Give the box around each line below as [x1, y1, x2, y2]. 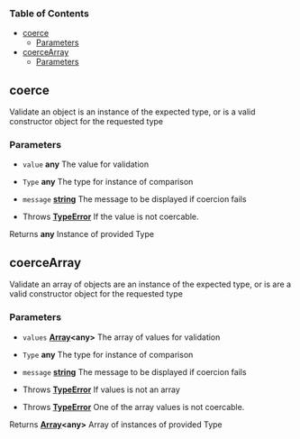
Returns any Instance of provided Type [9, 229, 155, 240]
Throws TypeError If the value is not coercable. [22, 211, 199, 223]
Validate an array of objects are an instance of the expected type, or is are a [9, 279, 291, 290]
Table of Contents [9, 7, 90, 20]
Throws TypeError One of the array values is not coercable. [22, 401, 245, 412]
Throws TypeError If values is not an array [22, 384, 180, 395]
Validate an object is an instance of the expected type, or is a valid [9, 106, 256, 117]
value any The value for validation [22, 159, 150, 169]
